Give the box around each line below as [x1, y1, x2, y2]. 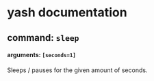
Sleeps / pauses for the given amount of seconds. [7, 66, 148, 74]
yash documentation [7, 5, 128, 20]
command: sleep [7, 32, 79, 44]
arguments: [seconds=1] [7, 51, 77, 59]
